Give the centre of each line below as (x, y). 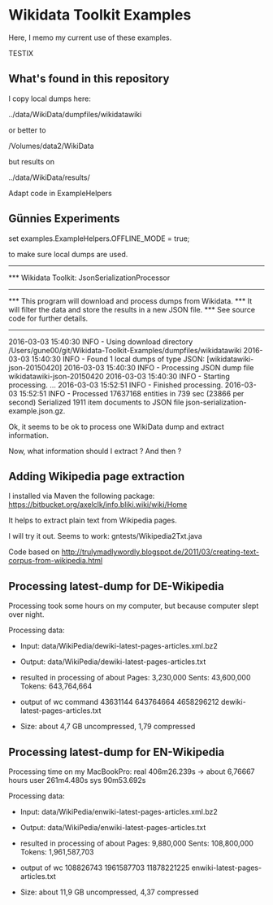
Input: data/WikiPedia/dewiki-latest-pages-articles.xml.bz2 (119, 646)
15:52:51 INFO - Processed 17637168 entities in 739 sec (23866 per (132, 393)
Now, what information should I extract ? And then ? (95, 451)
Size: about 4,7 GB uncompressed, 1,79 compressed (108, 727)
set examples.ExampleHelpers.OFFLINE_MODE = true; (99, 238)
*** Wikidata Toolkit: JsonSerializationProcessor (89, 278)
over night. (26, 614)
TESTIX (21, 53)
